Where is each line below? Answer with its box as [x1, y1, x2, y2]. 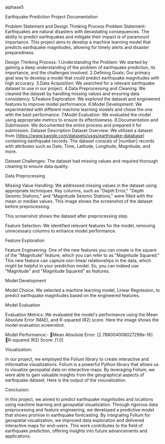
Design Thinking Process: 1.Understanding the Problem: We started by [5, 59, 148, 65]
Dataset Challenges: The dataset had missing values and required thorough [5, 158, 159, 164]
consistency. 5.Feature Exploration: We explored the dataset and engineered [5, 96, 160, 102]
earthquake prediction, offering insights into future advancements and [5, 428, 148, 434]
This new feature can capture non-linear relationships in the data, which [5, 258, 152, 264]
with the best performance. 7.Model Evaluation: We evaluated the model [5, 112, 151, 118]
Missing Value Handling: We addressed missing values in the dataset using [5, 182, 157, 188]
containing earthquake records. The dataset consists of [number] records [5, 138, 155, 144]
